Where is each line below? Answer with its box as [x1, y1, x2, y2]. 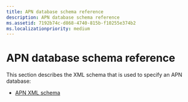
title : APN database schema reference [6, 8, 104, 15]
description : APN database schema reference [6, 14, 120, 20]
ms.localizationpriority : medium [6, 25, 90, 32]
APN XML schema [14, 89, 60, 97]
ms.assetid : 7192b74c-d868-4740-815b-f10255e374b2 [6, 20, 136, 26]
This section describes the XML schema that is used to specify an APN [6, 71, 183, 79]
